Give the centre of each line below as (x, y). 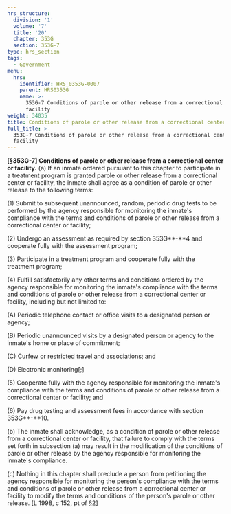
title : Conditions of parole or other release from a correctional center (117, 122)
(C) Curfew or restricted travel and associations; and (81, 356)
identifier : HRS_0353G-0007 (59, 84)
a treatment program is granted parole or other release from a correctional (112, 175)
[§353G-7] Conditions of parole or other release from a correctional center (115, 161)
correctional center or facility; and (55, 398)
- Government (32, 65)
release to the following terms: (50, 190)
